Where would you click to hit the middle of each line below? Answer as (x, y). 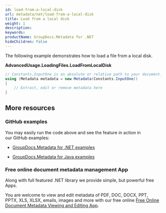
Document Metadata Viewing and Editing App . (52, 206)
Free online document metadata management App (67, 169)
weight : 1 (15, 23)
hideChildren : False (26, 42)
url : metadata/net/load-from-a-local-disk (49, 14)
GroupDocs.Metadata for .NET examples (54, 147)
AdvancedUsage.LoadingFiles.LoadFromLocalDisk (59, 65)
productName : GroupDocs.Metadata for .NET (49, 37)
